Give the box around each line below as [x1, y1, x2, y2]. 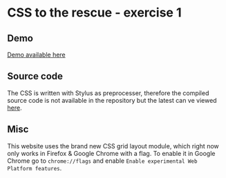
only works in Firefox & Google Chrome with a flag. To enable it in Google [7, 149, 216, 157]
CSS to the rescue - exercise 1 [7, 5, 182, 21]
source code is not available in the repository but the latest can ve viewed [7, 96, 217, 104]
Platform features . [7, 164, 62, 172]
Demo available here [7, 50, 66, 59]
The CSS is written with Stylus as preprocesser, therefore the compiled [7, 88, 209, 97]
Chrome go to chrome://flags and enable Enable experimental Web [7, 157, 198, 165]
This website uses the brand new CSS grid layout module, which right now [7, 141, 219, 150]
